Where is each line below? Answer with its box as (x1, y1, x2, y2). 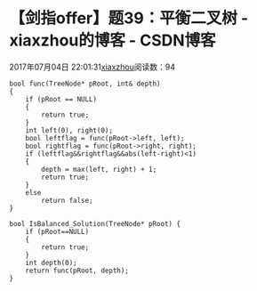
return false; (41, 196, 93, 205)
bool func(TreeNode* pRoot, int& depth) (9, 79, 162, 88)
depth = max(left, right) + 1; (41, 165, 157, 174)
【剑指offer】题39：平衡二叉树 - (9, 8, 249, 28)
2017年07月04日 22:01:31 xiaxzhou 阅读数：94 (9, 61, 176, 72)
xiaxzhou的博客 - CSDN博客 (9, 30, 216, 51)
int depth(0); (25, 258, 77, 267)
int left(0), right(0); (25, 125, 114, 134)
